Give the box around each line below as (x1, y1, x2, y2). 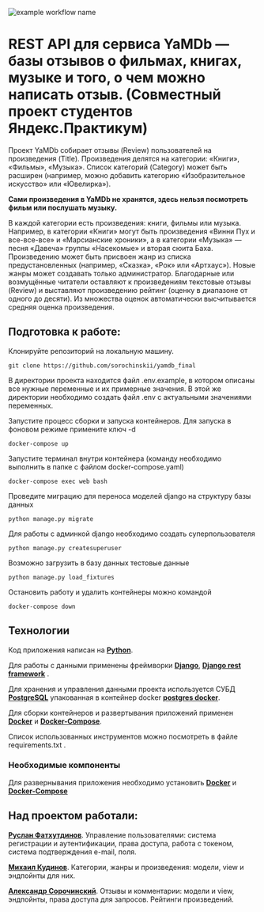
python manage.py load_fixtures (8, 573, 115, 581)
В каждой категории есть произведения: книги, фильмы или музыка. (8, 218, 241, 227)
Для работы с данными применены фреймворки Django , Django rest (8, 660, 241, 670)
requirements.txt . (8, 740, 66, 750)
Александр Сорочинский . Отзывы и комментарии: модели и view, (8, 886, 235, 895)
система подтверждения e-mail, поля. (8, 847, 137, 857)
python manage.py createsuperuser (8, 544, 123, 552)
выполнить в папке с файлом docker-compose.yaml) (8, 462, 184, 471)
